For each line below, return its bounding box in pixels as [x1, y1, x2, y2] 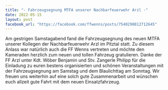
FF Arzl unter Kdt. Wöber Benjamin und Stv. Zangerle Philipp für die [5, 57, 146, 64]
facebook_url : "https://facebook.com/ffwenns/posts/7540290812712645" [5, 21, 157, 27]
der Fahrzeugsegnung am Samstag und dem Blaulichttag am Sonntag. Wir [5, 68, 160, 74]
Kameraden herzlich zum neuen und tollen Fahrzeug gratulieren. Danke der [5, 52, 162, 58]
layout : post [5, 17, 33, 22]
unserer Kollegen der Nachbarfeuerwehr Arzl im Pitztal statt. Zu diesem [5, 41, 154, 47]
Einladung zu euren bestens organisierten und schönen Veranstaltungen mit [5, 63, 163, 69]
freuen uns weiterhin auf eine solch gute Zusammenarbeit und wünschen [5, 73, 158, 79]
